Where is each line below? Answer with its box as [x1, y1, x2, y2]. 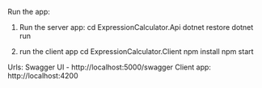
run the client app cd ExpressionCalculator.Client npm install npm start [19, 47, 254, 56]
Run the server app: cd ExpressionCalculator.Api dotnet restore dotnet [19, 23, 254, 31]
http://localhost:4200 [7, 71, 78, 80]
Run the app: [7, 7, 50, 16]
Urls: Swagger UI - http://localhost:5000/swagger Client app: [7, 62, 212, 72]
